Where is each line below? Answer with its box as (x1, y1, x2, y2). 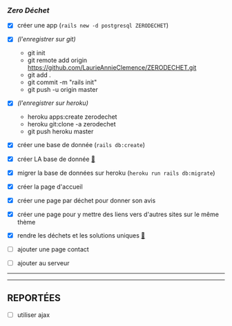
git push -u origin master (27, 86, 98, 94)
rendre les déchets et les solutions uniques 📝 (17, 231, 146, 240)
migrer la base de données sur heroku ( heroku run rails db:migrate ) (17, 169, 215, 177)
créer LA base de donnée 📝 (17, 155, 95, 163)
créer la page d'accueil (17, 182, 83, 191)
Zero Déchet (7, 6, 50, 15)
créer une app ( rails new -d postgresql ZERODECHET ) (17, 21, 169, 30)
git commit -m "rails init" (27, 78, 97, 86)
